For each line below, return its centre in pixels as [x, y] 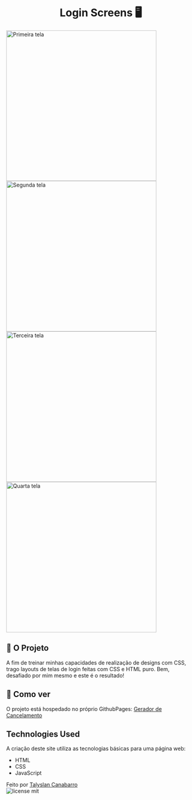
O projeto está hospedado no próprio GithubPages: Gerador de [84, 709]
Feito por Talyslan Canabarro [42, 785]
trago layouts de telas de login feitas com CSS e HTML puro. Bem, [88, 669]
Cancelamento [24, 715]
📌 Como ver [28, 694]
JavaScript [28, 773]
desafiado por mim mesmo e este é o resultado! [65, 675]
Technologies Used [43, 734]
